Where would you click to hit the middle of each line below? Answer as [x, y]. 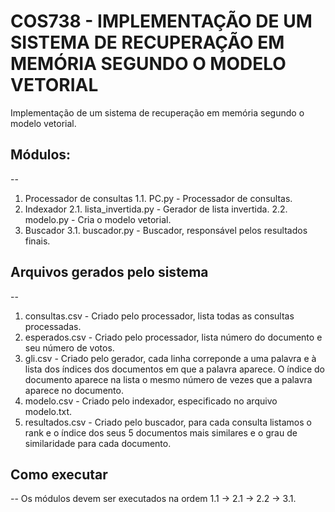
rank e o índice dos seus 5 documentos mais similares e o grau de [161, 432]
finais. [37, 241]
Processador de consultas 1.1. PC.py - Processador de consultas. [158, 198]
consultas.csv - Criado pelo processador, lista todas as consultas [159, 316]
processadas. [53, 326]
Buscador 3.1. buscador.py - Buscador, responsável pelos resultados [166, 230]
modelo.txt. [48, 411]
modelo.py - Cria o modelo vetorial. [98, 219]
